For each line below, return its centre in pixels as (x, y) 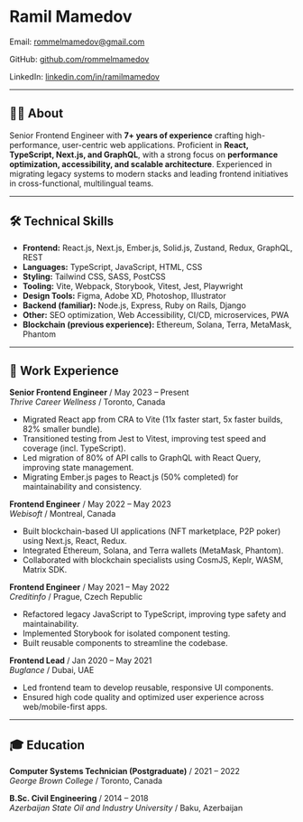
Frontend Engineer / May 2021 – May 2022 (89, 587)
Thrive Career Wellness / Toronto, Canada (87, 402)
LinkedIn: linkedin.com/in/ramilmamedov (85, 76)
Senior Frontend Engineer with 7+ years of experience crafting (126, 135)
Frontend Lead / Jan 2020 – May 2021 (81, 660)
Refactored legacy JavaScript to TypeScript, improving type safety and (154, 614)
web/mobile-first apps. (65, 707)
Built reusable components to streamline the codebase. (125, 643)
